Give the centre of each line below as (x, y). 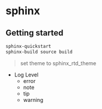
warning (33, 100)
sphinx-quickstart (28, 46)
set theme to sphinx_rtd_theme (58, 63)
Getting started (35, 33)
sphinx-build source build (39, 52)
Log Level (26, 75)
